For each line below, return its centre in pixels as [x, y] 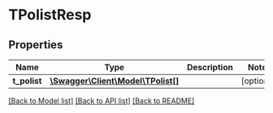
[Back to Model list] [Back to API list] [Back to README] [102, 101]
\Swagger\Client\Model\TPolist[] [115, 81]
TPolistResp [50, 15]
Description [210, 67]
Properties [36, 45]
